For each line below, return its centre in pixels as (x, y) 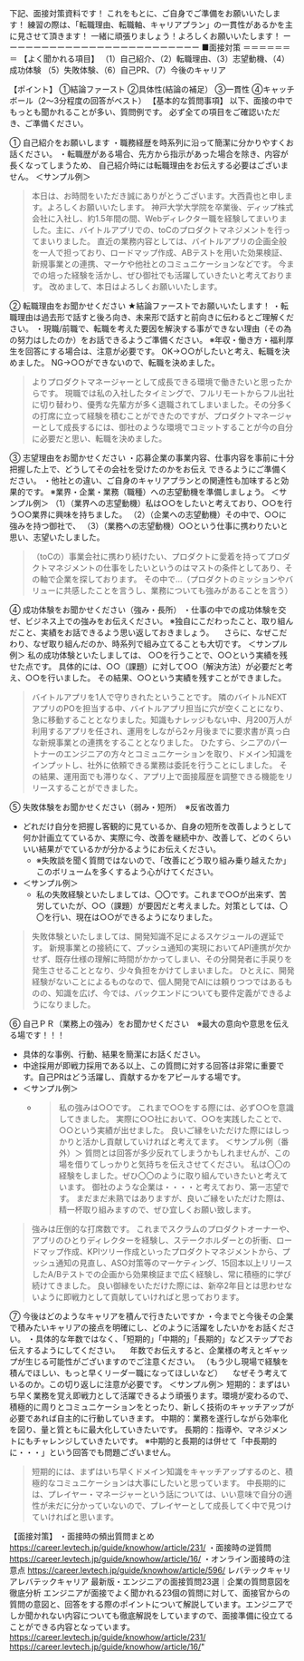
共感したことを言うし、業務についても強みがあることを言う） (178, 591)
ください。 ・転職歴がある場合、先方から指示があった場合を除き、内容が (152, 154)
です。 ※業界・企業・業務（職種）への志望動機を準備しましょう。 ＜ (152, 492)
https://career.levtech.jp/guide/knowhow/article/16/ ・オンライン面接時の (146, 1559)
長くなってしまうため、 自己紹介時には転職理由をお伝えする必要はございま (149, 165)
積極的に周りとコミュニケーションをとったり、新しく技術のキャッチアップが (152, 1407)
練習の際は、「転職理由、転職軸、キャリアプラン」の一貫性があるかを (156, 24)
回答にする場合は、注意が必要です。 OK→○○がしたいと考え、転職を (153, 351)
